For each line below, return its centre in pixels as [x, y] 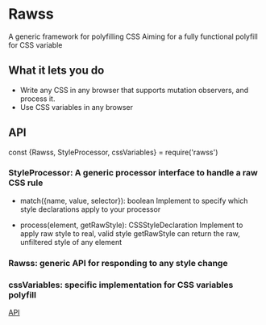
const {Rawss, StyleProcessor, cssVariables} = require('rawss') [113, 152]
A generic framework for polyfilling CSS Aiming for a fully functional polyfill [133, 36]
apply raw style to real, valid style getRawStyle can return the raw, [130, 233]
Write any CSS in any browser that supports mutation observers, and [134, 90]
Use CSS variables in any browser [76, 107]
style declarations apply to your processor [90, 209]
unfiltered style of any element [71, 242]
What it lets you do [56, 71]
